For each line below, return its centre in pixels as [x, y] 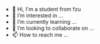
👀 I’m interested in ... [38, 15]
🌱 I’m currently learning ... [44, 22]
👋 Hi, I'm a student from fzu [46, 9]
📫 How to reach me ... [40, 35]
